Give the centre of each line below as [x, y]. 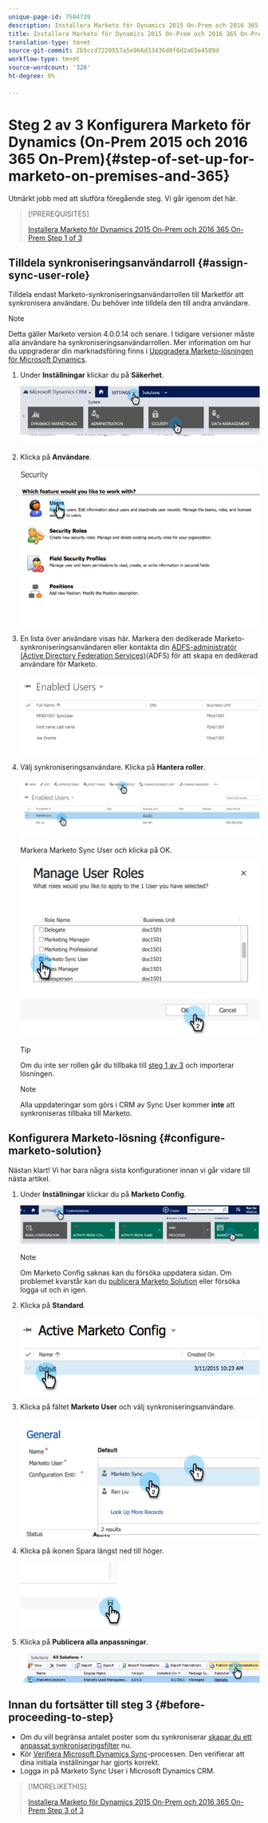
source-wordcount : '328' [49, 68]
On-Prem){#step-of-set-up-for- [147, 159]
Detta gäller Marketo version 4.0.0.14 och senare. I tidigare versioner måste [132, 334]
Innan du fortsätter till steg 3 [81, 1705]
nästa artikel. [30, 1178]
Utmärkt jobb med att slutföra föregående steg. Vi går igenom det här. [123, 198]
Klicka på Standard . [53, 1305]
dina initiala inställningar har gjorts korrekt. [90, 1762]
